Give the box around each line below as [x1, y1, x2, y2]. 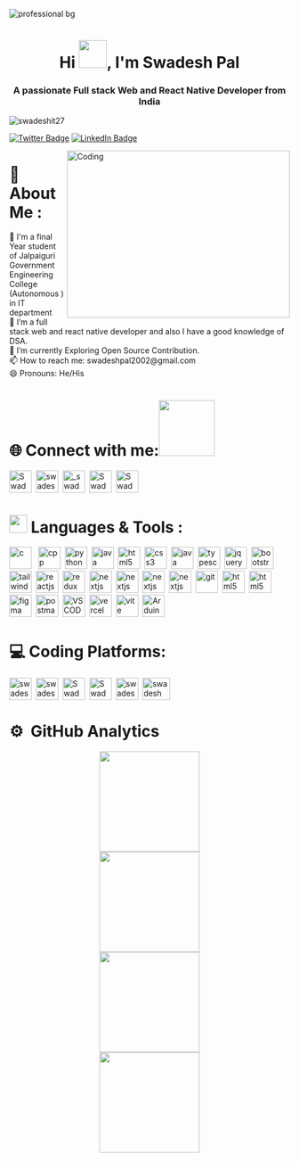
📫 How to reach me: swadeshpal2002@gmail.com [9, 355, 197, 366]
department [9, 308, 53, 318]
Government [9, 260, 55, 271]
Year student [9, 241, 56, 251]
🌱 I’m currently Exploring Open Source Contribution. [9, 345, 200, 356]
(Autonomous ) [9, 288, 64, 299]
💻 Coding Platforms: [9, 642, 166, 662]
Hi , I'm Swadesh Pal [59, 53, 240, 73]
